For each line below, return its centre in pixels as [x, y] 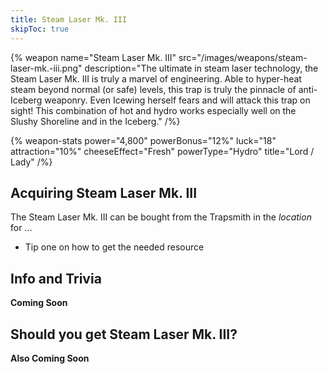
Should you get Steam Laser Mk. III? [124, 334]
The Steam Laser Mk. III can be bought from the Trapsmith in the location [161, 217]
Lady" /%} [31, 162]
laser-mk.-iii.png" [46, 68]
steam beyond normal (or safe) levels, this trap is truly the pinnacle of [153, 89]
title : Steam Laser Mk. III [69, 19]
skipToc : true [40, 29]
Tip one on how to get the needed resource [114, 247]
